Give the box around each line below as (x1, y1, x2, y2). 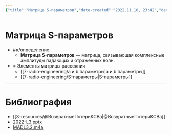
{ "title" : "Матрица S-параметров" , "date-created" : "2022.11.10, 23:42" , (5, 7, 159, 13)
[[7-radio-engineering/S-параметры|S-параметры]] (20, 74, 132, 80)
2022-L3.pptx (12, 119, 42, 125)
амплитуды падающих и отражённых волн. (20, 57, 115, 63)
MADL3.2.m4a (12, 124, 44, 130)
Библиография (5, 96, 72, 108)
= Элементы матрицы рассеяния (12, 62, 85, 69)
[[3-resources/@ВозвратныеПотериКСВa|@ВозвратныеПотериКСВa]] (12, 113, 165, 119)
